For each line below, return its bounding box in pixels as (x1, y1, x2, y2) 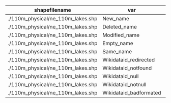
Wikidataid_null (102, 73, 139, 80)
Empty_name (102, 40, 133, 47)
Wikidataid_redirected (102, 56, 155, 63)
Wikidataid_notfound (102, 64, 152, 72)
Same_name (102, 48, 132, 55)
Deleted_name (102, 23, 137, 30)
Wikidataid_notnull (102, 81, 147, 88)
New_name (102, 15, 130, 22)
